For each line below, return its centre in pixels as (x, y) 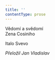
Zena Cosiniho (20, 34)
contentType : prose (25, 14)
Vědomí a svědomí (24, 28)
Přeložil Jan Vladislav (27, 53)
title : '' (15, 10)
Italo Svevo (17, 43)
